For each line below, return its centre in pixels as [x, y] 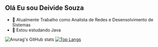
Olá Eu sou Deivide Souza [44, 8]
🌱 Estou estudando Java [36, 30]
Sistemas [21, 25]
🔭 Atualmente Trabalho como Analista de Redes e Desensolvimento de [83, 19]
